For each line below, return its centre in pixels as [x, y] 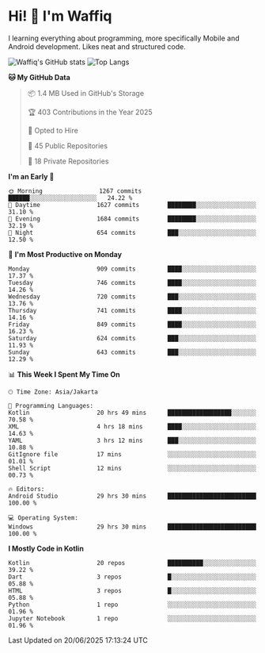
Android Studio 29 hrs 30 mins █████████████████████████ [132, 496]
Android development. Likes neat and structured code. [97, 46]
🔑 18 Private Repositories [68, 161]
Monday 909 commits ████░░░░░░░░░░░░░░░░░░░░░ [132, 269]
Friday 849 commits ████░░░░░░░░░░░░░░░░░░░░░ [132, 325]
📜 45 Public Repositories [68, 145]
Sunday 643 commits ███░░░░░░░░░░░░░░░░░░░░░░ [132, 352]
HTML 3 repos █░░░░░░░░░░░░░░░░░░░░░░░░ [132, 590]
